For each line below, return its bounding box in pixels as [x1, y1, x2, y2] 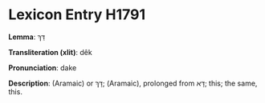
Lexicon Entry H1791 [8, 6, 146, 24]
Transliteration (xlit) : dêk [8, 47, 92, 57]
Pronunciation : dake [8, 62, 77, 73]
